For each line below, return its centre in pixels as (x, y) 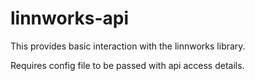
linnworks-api (69, 18)
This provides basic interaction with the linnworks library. (128, 46)
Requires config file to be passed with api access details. (127, 65)
